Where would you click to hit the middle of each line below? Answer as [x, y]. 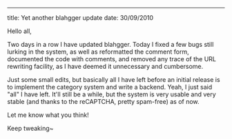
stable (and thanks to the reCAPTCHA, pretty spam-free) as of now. [103, 101]
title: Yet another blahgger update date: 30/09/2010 [80, 18]
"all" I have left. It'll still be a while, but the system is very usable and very [112, 94]
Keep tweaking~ [30, 128]
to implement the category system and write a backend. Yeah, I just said [110, 87]
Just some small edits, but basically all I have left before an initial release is [114, 79]
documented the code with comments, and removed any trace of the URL [112, 59]
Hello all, [20, 31]
